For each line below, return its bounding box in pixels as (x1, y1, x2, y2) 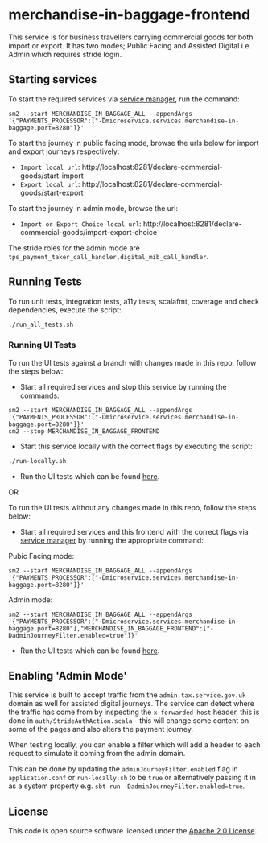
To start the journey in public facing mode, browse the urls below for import (8, 138, 259, 147)
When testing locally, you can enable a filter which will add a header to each (8, 740, 261, 750)
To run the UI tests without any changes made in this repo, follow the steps (8, 502, 257, 512)
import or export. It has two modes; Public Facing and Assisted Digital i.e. (8, 40, 252, 50)
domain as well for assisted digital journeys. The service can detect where (8, 699, 255, 709)
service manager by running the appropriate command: (19, 535, 204, 545)
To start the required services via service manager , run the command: (8, 94, 240, 104)
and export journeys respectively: (8, 147, 120, 156)
